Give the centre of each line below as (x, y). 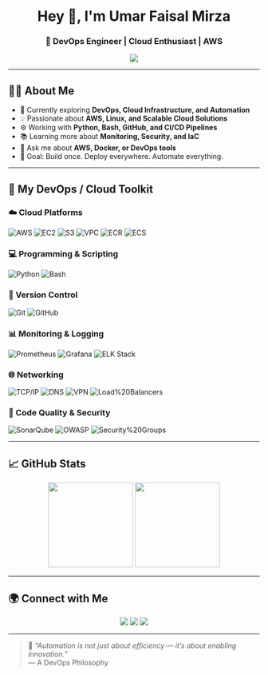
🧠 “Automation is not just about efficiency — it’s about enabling (132, 645)
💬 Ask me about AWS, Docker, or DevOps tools (98, 148)
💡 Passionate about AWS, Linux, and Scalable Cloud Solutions (124, 118)
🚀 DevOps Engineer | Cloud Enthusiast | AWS (134, 42)
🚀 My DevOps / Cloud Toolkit (81, 189)
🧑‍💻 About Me (41, 91)
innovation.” (47, 654)
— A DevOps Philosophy (68, 663)
